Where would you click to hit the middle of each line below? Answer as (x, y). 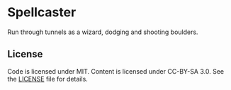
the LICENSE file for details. (48, 79)
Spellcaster (42, 12)
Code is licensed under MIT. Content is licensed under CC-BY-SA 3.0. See (116, 71)
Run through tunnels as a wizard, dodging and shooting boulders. (103, 32)
